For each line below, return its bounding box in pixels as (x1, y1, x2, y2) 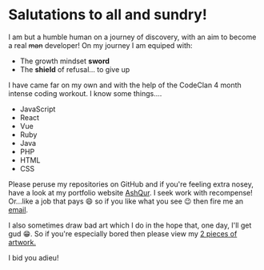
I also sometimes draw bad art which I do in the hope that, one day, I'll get (8, 220, 252, 230)
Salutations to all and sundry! (8, 6, 208, 24)
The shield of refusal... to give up (19, 64, 130, 74)
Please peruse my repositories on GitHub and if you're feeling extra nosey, (8, 179, 254, 189)
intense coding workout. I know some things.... (8, 88, 162, 98)
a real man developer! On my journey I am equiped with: (8, 40, 194, 50)
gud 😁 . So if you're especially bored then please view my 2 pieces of (8, 228, 238, 238)
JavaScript (19, 104, 56, 114)
